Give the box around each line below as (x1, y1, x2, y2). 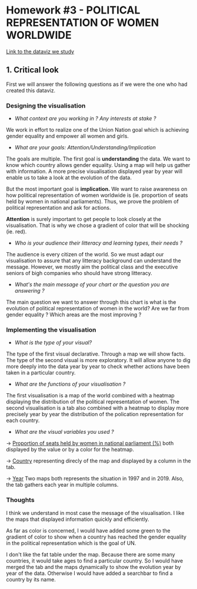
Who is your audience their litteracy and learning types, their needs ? (14, 239, 183, 247)
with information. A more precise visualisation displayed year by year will (6, 168, 183, 175)
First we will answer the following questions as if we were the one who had (6, 81, 188, 88)
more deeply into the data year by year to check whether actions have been (6, 363, 190, 370)
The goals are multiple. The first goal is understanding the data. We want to (6, 155, 191, 162)
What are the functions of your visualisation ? (14, 380, 126, 388)
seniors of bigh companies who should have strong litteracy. (6, 270, 153, 277)
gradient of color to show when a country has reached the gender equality (6, 533, 187, 540)
